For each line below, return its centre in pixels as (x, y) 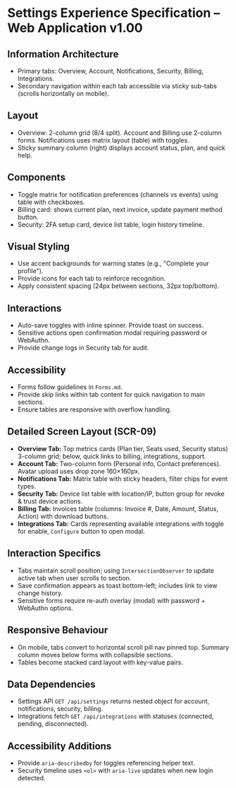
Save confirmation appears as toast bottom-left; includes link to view (117, 585)
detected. (31, 778)
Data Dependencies (51, 684)
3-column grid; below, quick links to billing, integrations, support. (112, 456)
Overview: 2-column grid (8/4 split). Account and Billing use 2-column (119, 133)
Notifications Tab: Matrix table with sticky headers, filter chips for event (122, 479)
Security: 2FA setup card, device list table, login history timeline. (111, 225)
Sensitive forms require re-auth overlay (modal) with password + (111, 600)
